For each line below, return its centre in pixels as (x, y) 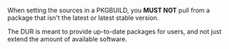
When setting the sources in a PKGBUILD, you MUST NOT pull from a (109, 10)
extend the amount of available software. (68, 39)
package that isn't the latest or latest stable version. (83, 18)
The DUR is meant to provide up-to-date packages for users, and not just (114, 32)
